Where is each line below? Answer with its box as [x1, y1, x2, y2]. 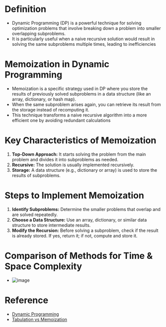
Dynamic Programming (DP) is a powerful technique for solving [11, 20, 142, 26]
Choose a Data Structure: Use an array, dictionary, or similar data [11, 217, 147, 222]
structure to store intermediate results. [11, 222, 91, 228]
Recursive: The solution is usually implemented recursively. [11, 162, 135, 168]
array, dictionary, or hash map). [11, 96, 77, 102]
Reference [4, 295, 48, 306]
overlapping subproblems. [11, 30, 66, 36]
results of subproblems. [11, 172, 61, 178]
